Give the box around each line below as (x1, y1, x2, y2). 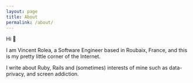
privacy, (6, 71, 26, 78)
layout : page (6, 8, 38, 15)
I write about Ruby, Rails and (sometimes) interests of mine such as (6, 64, 168, 71)
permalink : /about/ (6, 19, 54, 25)
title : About (6, 14, 38, 20)
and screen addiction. (26, 71, 79, 78)
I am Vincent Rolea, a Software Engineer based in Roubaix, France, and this (6, 47, 188, 54)
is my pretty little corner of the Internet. (6, 53, 101, 60)
